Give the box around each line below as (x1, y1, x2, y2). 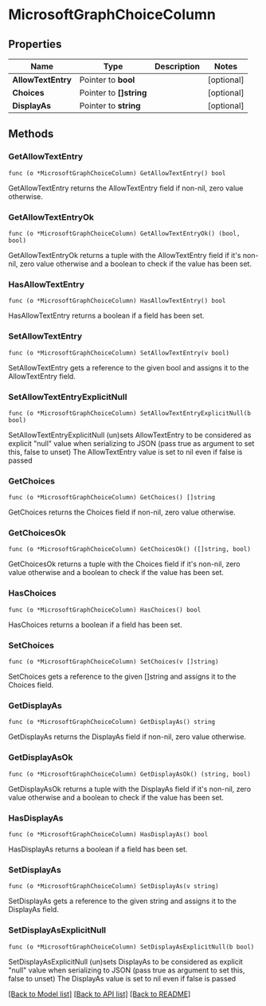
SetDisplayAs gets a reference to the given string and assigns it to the (8, 896, 237, 906)
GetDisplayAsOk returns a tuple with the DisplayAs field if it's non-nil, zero (8, 784, 252, 793)
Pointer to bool (79, 74, 135, 85)
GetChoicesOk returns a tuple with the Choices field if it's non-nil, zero (8, 559, 241, 569)
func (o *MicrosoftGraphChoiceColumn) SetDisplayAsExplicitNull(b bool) (8, 942, 255, 951)
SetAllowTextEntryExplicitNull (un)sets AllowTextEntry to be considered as (8, 430, 252, 440)
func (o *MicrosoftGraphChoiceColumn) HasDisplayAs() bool (8, 830, 209, 838)
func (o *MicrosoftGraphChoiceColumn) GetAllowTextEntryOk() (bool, (8, 229, 241, 237)
